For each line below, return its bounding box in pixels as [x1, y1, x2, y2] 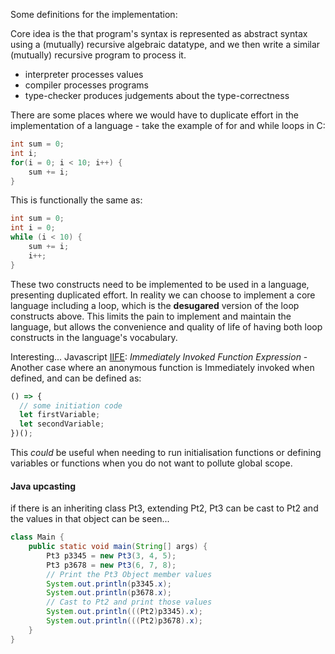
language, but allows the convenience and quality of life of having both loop [10, 320, 323, 333]
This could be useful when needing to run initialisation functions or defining [10, 447, 322, 458]
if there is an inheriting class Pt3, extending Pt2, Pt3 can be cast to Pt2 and [10, 502, 319, 514]
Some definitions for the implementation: [10, 9, 178, 20]
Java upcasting [10, 480, 77, 492]
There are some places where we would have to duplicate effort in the [10, 109, 299, 121]
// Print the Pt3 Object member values [46, 569, 213, 579]
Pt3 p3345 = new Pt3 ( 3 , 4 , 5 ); [46, 550, 177, 561]
